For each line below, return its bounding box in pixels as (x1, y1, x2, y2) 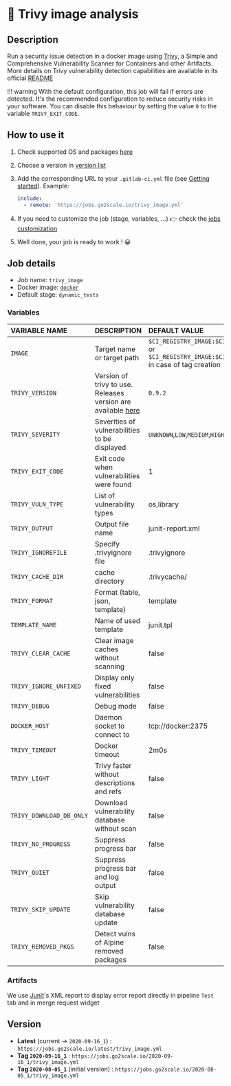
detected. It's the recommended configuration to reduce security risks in (7, 95, 213, 103)
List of (95, 491, 115, 500)
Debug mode (95, 701, 137, 711)
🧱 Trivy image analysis (7, 6, 139, 22)
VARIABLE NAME (10, 326, 67, 335)
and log (95, 872, 119, 882)
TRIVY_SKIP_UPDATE (10, 905, 71, 914)
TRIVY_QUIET (10, 869, 50, 876)
